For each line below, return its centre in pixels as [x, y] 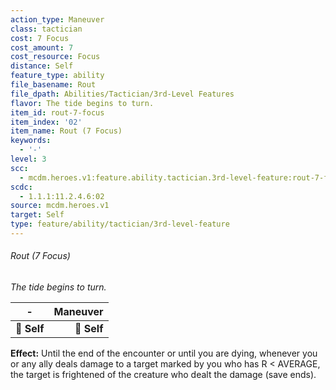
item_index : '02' [46, 122]
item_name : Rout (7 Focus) [66, 131]
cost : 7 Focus [40, 38]
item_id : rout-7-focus [57, 112]
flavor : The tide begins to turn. [82, 103]
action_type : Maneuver [57, 19]
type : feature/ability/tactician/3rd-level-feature [120, 224]
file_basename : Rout [53, 85]
